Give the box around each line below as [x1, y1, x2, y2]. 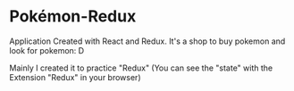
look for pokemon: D [9, 45, 85, 55]
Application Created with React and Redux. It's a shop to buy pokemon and [9, 36, 286, 46]
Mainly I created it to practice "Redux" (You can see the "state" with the [9, 62, 273, 73]
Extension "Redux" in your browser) [9, 71, 141, 82]
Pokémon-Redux [9, 6, 137, 27]
